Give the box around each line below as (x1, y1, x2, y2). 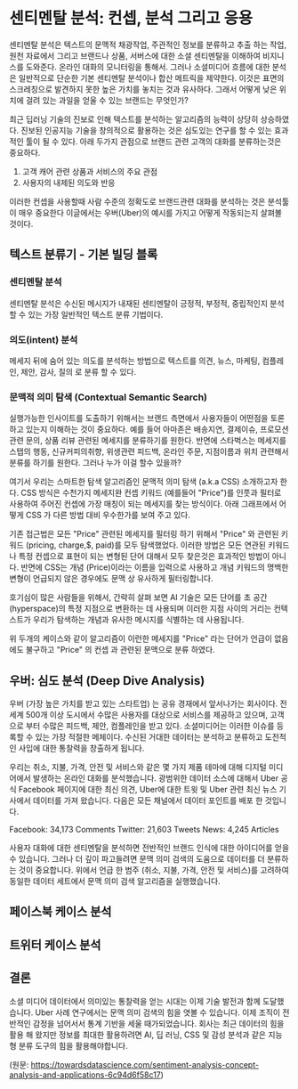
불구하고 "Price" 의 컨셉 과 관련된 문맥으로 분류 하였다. (25, 645, 215, 655)
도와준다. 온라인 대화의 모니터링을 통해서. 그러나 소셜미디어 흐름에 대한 (25, 61, 270, 72)
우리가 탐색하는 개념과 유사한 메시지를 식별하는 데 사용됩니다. (32, 614, 245, 625)
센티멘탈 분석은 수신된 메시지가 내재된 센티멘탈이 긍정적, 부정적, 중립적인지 (9, 297, 269, 308)
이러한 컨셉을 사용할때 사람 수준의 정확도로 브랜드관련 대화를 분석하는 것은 (9, 196, 266, 207)
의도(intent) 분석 (9, 333, 78, 345)
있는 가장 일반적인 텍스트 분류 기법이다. (28, 309, 164, 320)
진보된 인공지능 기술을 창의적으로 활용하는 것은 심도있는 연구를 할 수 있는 (20, 125, 273, 135)
